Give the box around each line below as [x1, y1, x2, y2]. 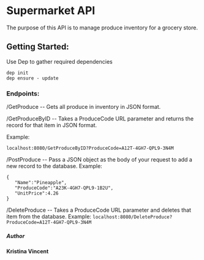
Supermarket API [6, 4, 96, 18]
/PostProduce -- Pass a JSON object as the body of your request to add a [6, 156, 193, 163]
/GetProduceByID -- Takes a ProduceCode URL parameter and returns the [6, 115, 194, 122]
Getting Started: [6, 42, 69, 52]
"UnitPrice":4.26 [14, 190, 59, 196]
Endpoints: [6, 89, 40, 98]
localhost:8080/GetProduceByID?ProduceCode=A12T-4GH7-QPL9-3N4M [6, 145, 174, 152]
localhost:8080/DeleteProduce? [93, 214, 173, 220]
